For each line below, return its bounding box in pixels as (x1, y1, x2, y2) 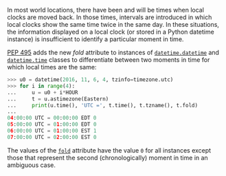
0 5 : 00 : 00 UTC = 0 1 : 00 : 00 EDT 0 (7, 121, 97, 128)
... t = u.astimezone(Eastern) (7, 96, 109, 102)
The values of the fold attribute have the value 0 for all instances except (7, 146, 212, 154)
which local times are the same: (7, 63, 97, 71)
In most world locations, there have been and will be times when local (7, 6, 205, 14)
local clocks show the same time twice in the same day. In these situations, (7, 21, 220, 28)
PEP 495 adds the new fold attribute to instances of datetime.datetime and (7, 48, 220, 56)
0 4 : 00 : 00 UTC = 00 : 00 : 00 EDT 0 (7, 115, 97, 122)
